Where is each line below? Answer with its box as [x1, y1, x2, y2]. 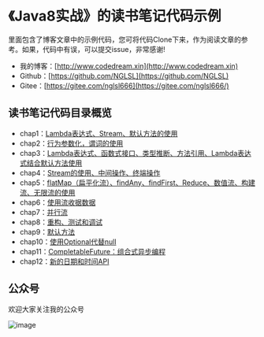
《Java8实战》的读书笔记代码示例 [8, 7, 221, 25]
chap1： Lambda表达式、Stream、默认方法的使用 [19, 128, 178, 138]
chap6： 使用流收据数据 [19, 198, 96, 207]
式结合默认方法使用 [19, 158, 83, 168]
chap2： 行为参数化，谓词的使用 [19, 139, 124, 148]
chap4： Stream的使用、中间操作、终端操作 [19, 168, 161, 177]
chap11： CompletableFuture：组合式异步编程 [19, 246, 166, 256]
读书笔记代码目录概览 [8, 106, 112, 120]
